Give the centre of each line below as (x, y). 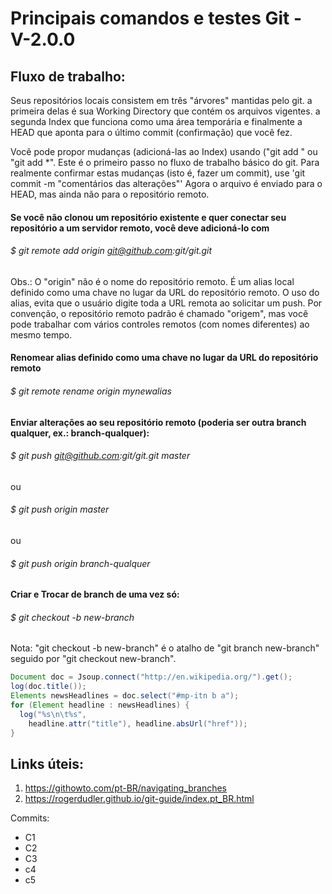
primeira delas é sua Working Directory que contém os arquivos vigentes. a (165, 111)
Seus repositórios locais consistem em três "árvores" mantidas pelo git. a (161, 100)
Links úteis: (47, 763)
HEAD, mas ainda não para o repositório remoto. (110, 194)
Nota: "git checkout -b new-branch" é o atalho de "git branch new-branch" (165, 648)
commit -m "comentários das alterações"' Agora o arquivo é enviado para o (166, 183)
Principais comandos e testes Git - (156, 18)
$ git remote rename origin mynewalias (91, 391)
